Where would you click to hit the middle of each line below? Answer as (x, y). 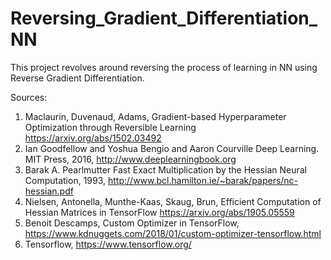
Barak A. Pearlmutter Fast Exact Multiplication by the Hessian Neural (165, 169)
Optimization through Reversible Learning (110, 127)
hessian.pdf (49, 191)
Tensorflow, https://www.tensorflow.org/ (108, 244)
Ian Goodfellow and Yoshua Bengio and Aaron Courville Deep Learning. (172, 148)
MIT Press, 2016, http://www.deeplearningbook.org (130, 159)
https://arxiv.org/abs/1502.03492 (93, 138)
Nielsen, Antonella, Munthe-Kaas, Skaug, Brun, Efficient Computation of (173, 201)
